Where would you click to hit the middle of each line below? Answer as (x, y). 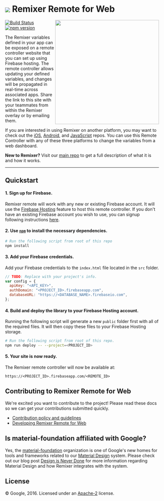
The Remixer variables (28, 37)
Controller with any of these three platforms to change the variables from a (80, 140)
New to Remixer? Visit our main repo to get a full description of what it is (78, 155)
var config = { (20, 281)
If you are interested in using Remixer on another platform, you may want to (81, 130)
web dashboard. (21, 146)
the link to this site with (28, 100)
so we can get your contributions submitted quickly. (57, 408)
